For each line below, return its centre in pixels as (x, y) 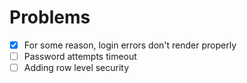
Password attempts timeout (80, 56)
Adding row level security (76, 68)
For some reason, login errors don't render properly (130, 45)
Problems (50, 17)
